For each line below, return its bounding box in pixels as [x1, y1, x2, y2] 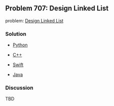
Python [12, 42, 28, 48]
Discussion [5, 84, 34, 91]
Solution [5, 30, 27, 37]
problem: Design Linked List [5, 17, 64, 23]
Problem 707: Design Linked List [5, 4, 109, 13]
